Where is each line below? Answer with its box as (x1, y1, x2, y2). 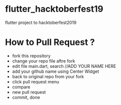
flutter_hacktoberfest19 (5, 3, 103, 15)
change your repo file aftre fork (12, 58, 76, 64)
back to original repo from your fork (12, 73, 84, 79)
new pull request (12, 89, 46, 95)
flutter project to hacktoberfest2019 (5, 20, 77, 25)
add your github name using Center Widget (12, 68, 99, 74)
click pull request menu (12, 79, 60, 84)
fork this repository (12, 53, 51, 59)
